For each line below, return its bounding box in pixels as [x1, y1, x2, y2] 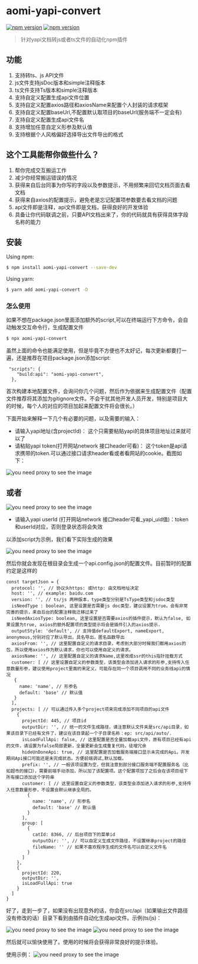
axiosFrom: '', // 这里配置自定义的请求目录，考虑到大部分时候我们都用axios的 [11, 641, 187, 647]
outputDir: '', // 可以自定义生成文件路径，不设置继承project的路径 [32, 838, 187, 844]
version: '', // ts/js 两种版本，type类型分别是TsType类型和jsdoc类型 [11, 597, 175, 603]
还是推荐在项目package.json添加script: [16, 355, 111, 362]
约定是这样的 [6, 567, 37, 574]
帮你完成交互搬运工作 [14, 167, 67, 174]
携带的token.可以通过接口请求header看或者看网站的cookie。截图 [19, 450, 177, 457]
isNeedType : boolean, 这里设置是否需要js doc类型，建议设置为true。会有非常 [11, 603, 189, 609]
